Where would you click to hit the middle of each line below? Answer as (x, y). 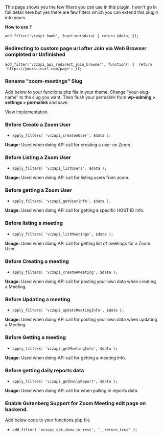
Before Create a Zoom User (38, 125)
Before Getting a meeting (35, 337)
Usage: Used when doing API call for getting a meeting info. (66, 358)
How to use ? (19, 27)
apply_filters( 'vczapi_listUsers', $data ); (59, 169)
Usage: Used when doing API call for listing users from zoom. (67, 178)
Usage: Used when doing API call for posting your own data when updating (81, 320)
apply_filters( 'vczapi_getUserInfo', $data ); (61, 201)
